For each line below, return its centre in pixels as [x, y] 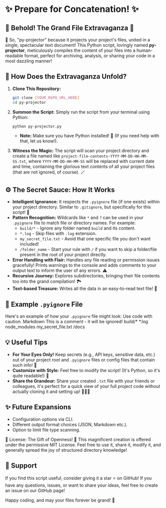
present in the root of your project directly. [63, 254]
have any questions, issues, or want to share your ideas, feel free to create [82, 485]
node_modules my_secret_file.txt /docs [45, 327]
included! [29, 244]
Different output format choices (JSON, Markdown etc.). [70, 424]
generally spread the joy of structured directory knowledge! [66, 450]
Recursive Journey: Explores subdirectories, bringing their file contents [86, 276]
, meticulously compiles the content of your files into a [80, 50]
